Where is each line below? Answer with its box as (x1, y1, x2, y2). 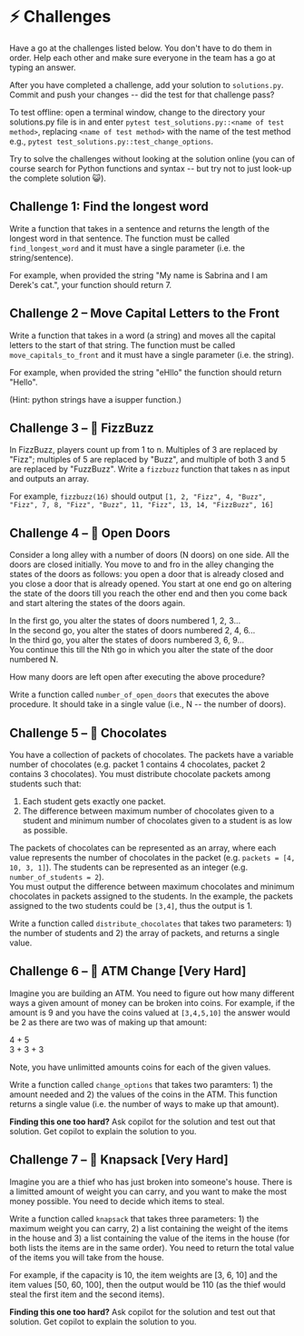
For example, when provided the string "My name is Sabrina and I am (9, 269, 268, 281)
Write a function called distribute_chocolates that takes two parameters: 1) (9, 918, 292, 929)
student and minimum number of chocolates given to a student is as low (22, 815, 292, 826)
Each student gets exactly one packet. (22, 796, 166, 806)
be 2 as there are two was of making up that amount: (9, 1016, 207, 1027)
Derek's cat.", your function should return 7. (9, 279, 172, 290)
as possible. (22, 825, 68, 835)
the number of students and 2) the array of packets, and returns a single (9, 928, 279, 938)
